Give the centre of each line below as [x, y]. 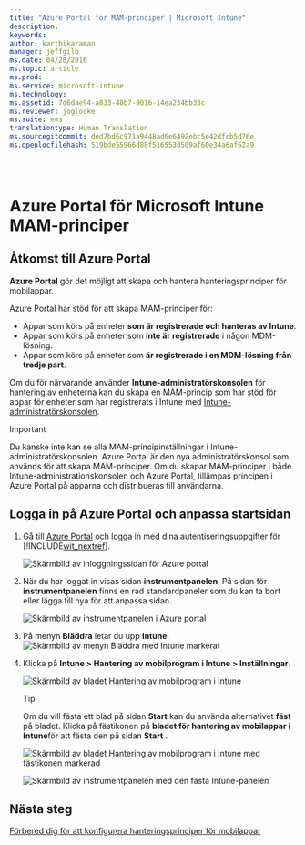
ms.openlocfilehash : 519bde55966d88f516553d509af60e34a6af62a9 [132, 145]
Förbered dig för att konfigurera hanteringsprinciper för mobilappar [135, 831]
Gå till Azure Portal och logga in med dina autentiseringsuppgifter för [152, 536]
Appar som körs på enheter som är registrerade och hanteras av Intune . [159, 325]
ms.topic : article [44, 69]
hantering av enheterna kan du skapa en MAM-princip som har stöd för [143, 392]
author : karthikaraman [52, 43]
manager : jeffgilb [44, 52]
